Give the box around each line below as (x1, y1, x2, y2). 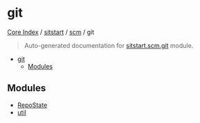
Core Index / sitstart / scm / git (7, 28, 95, 36)
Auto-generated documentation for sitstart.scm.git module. (24, 41, 194, 49)
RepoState (17, 101, 47, 109)
